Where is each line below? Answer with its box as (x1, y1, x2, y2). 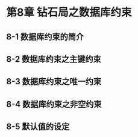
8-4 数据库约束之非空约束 (6, 99, 102, 109)
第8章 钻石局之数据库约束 (6, 5, 132, 19)
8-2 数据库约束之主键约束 (6, 54, 101, 64)
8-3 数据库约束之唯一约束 (6, 76, 101, 87)
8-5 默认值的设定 (6, 122, 70, 132)
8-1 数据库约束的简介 (6, 32, 84, 42)
